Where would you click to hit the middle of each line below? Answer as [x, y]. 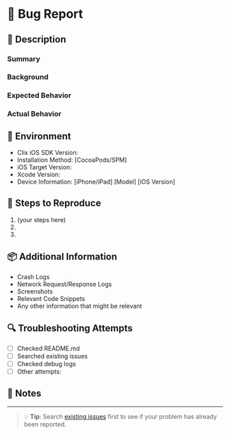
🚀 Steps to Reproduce [54, 203]
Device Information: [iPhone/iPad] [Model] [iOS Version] [96, 182]
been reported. [45, 424]
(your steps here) [41, 219]
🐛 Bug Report [45, 14]
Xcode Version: [38, 175]
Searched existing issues [52, 356]
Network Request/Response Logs [64, 284]
